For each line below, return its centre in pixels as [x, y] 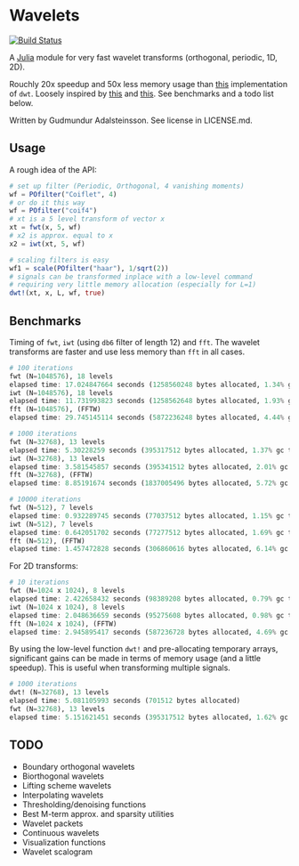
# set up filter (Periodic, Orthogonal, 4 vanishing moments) [127, 186]
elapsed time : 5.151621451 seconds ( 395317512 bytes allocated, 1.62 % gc [149, 717]
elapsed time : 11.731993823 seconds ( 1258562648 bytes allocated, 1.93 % [147, 401]
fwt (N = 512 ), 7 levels [51, 508]
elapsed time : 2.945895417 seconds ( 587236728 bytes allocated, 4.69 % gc [149, 632]
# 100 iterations [41, 368]
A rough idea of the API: [53, 169]
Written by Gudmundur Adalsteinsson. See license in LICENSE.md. [131, 120]
